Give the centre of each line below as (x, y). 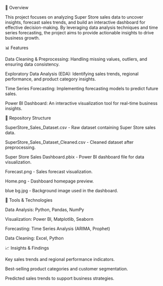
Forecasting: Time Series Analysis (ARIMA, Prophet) (58, 229)
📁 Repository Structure (28, 118)
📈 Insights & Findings (27, 248)
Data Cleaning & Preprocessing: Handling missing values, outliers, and (76, 59)
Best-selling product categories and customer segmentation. (67, 269)
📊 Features (17, 48)
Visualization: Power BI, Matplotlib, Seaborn (49, 219)
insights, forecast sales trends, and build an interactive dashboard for (75, 22)
